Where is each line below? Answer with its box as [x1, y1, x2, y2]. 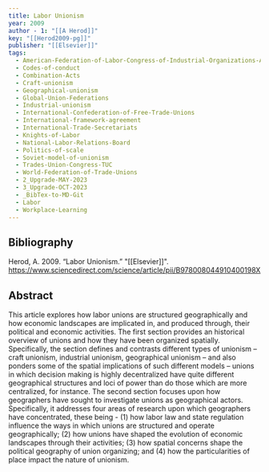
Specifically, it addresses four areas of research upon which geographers [8, 404, 251, 413]
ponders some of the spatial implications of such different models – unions [8, 361, 255, 370]
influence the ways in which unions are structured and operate [8, 421, 215, 430]
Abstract [8, 288, 54, 302]
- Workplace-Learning [15, 205, 88, 214]
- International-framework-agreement [15, 116, 142, 124]
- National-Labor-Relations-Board [15, 138, 130, 147]
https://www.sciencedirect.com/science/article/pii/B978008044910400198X [8, 266, 261, 275]
